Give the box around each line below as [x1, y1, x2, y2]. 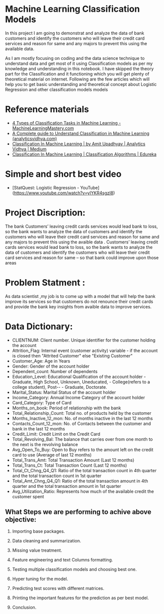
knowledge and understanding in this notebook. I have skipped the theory [5, 65, 154, 72]
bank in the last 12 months [12, 426, 65, 431]
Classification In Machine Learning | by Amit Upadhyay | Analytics [12, 141, 145, 147]
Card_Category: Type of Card [12, 400, 72, 405]
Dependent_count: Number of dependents [12, 368, 98, 374]
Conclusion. [12, 605, 37, 611]
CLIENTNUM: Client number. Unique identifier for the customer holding [12, 337, 156, 343]
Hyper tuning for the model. [12, 576, 69, 582]
